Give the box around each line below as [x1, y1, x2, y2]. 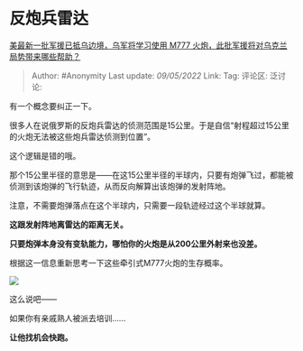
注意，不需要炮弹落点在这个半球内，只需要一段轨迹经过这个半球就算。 [9, 199, 271, 210]
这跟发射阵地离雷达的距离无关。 [9, 218, 128, 230]
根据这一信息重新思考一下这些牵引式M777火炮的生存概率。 [9, 257, 228, 268]
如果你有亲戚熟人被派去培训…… [9, 312, 126, 323]
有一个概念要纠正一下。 [9, 100, 96, 111]
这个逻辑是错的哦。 [9, 150, 81, 161]
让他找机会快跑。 [9, 331, 73, 343]
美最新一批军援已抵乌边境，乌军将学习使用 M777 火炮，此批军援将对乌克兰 [9, 40, 288, 51]
